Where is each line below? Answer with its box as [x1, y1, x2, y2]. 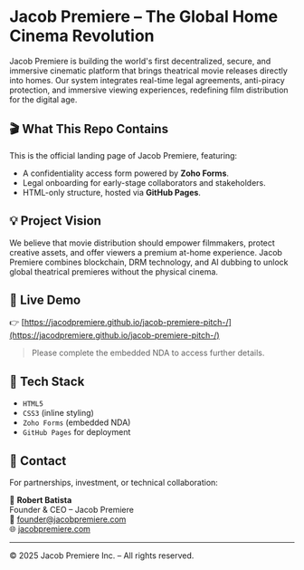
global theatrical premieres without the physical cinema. [9, 266, 219, 277]
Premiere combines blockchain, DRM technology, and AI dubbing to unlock [9, 256, 289, 267]
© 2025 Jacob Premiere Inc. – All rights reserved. [9, 550, 195, 561]
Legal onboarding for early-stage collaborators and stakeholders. [22, 177, 267, 188]
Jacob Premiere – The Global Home [9, 6, 279, 27]
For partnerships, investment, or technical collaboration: [9, 478, 219, 488]
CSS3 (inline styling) [22, 408, 95, 419]
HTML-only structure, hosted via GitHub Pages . [22, 187, 202, 198]
